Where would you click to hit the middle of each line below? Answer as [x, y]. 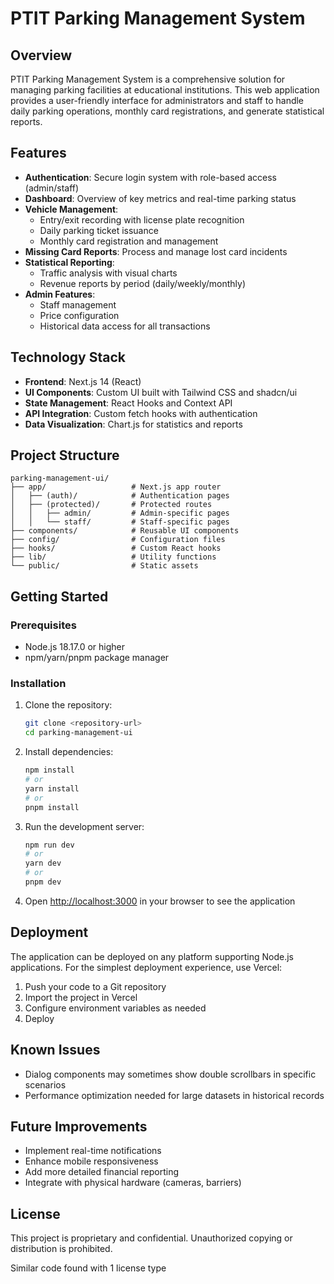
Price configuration [79, 315]
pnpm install [52, 807]
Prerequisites [43, 625]
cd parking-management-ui [78, 733]
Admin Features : [60, 294]
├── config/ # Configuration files [118, 540]
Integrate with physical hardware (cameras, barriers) [133, 1183]
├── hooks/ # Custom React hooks [116, 548]
